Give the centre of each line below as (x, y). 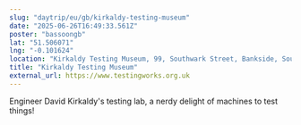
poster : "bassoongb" (48, 34)
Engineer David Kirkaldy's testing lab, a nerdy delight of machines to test (144, 101)
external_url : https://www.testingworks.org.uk (100, 76)
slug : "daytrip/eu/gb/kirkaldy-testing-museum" (100, 17)
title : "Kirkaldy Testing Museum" (74, 68)
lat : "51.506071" (42, 42)
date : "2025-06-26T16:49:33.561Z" (74, 26)
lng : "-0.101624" (42, 51)
